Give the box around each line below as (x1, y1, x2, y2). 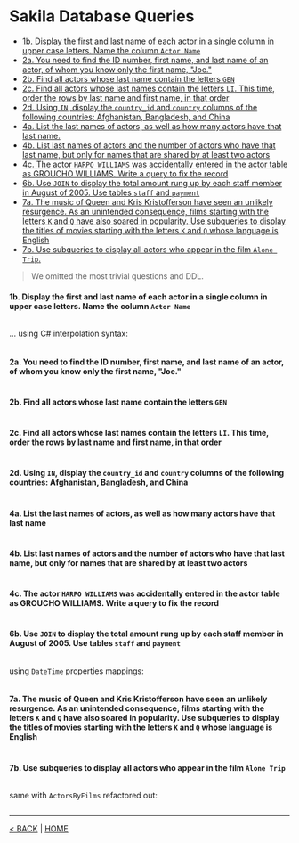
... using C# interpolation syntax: (9, 328, 129, 340)
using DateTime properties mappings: (9, 666, 144, 676)
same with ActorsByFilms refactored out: (9, 790, 158, 801)
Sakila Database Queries (9, 6, 195, 27)
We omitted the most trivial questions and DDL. (30, 270, 205, 282)
